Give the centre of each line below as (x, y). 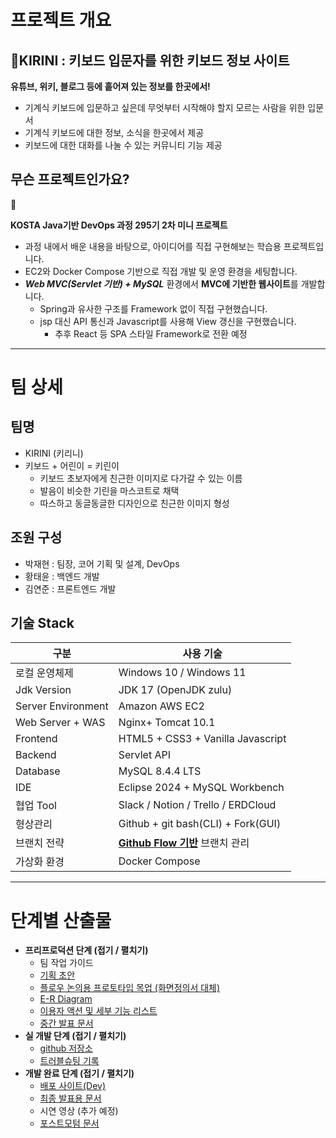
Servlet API (144, 755)
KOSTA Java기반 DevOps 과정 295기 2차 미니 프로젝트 (119, 225)
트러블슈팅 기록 (69, 1061)
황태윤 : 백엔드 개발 (62, 576)
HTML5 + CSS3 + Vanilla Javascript (202, 739)
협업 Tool (36, 806)
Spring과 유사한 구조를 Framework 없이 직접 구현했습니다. (153, 308)
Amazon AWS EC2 (161, 706)
